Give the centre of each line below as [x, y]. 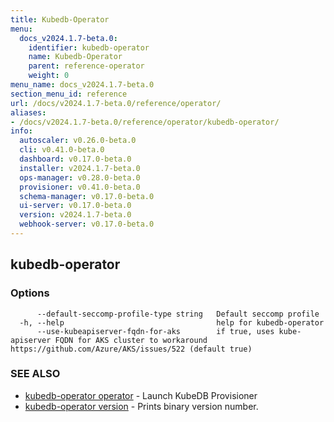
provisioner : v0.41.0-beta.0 [80, 187]
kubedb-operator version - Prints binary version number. [141, 406]
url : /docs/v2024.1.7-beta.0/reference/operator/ [116, 103]
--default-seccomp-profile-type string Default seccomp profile [178, 314]
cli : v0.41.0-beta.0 [62, 150]
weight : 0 [49, 76]
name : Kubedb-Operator [75, 57]
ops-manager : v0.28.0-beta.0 [80, 177]
